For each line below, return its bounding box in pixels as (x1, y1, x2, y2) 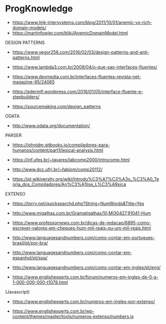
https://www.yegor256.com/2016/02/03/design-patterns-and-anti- (12, 49, 150, 55)
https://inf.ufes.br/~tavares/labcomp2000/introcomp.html (12, 157, 130, 163)
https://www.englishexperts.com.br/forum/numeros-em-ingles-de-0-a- (12, 274, 159, 280)
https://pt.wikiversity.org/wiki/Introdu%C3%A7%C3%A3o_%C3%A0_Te (12, 176, 160, 182)
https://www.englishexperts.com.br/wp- (12, 308, 95, 314)
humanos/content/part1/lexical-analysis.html (12, 147, 104, 153)
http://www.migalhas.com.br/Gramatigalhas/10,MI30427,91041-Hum (12, 210, 151, 216)
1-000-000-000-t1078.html (12, 279, 68, 285)
